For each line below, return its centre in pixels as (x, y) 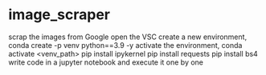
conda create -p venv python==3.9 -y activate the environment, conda (125, 45)
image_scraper (59, 15)
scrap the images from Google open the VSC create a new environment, (128, 37)
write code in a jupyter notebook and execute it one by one (106, 62)
